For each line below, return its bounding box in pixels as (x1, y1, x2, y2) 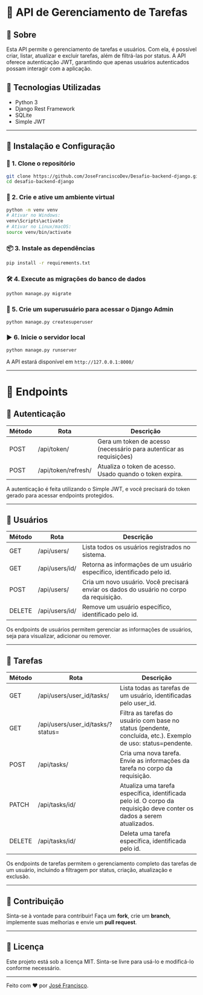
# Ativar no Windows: (6, 212, 61, 219)
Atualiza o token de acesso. (97, 462, 176, 470)
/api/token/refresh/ (37, 466, 92, 474)
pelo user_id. (120, 699, 156, 708)
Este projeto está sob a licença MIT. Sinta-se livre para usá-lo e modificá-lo (6, 957, 195, 965)
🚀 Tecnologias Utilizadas (6, 82, 101, 93)
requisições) (97, 452, 133, 461)
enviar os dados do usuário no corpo (82, 585, 187, 594)
